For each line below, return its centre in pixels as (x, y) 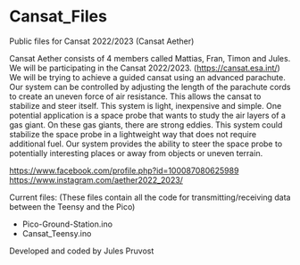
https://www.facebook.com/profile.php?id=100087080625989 (124, 170)
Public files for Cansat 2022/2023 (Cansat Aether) (102, 41)
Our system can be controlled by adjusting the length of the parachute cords (150, 87)
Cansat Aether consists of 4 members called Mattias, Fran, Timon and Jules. (150, 58)
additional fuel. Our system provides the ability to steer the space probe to (146, 144)
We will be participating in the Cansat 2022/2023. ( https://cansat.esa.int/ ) (145, 68)
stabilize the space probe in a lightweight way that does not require (133, 134)
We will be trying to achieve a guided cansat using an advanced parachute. (147, 77)
